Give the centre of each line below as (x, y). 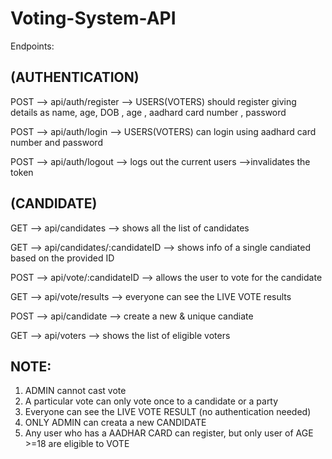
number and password (56, 142)
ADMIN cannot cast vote (75, 391)
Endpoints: (32, 46)
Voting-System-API (93, 18)
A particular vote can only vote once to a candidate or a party (151, 401)
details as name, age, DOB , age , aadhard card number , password (148, 112)
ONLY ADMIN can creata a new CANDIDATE (115, 423)
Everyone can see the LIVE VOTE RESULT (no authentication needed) (168, 412)
